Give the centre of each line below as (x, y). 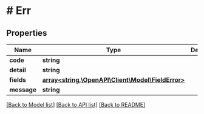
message (23, 90)
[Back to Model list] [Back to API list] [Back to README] (76, 105)
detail (18, 70)
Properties (27, 33)
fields (18, 80)
